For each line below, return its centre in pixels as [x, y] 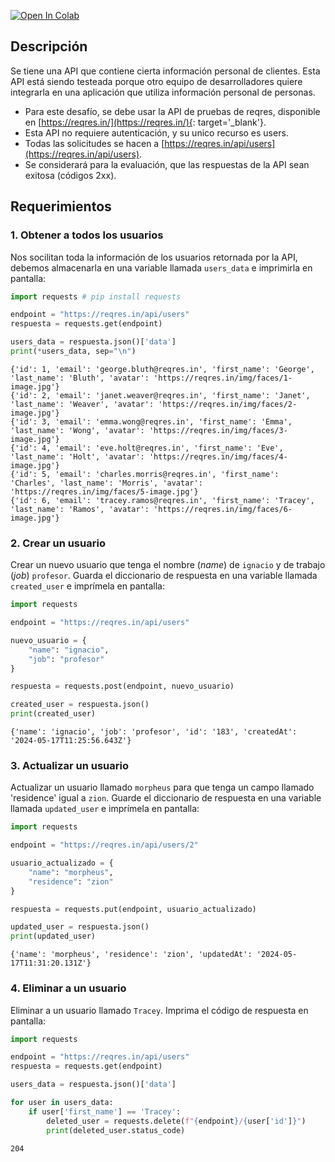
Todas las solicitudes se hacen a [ [94, 143]
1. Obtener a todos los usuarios [87, 235]
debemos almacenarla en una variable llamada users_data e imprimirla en [161, 267]
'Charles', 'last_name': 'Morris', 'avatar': [106, 483]
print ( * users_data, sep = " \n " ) [73, 351]
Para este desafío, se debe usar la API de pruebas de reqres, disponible [172, 111]
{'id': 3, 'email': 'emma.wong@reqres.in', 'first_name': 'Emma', [151, 421]
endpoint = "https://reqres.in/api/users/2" [104, 845]
